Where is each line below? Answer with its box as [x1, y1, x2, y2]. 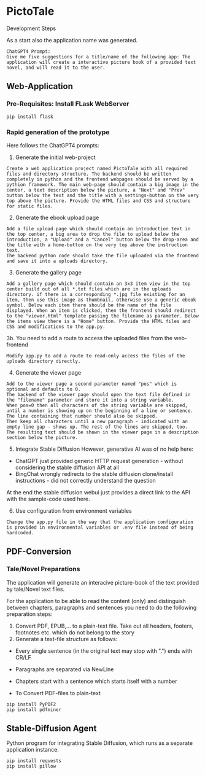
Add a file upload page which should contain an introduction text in [6, 225, 191, 232]
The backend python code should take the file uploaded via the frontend [6, 252, 199, 259]
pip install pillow [6, 763, 56, 769]
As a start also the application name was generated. [6, 36, 138, 44]
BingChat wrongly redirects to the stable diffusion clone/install [15, 470, 173, 477]
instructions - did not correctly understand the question [15, 477, 157, 484]
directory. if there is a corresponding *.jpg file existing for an [6, 291, 185, 297]
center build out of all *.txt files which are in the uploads [6, 286, 172, 292]
